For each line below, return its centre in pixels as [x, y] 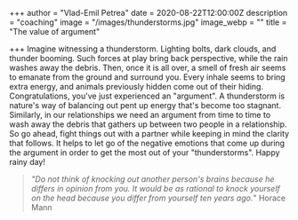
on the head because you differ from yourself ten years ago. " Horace [158, 198]
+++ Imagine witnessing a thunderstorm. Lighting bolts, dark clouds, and [143, 49]
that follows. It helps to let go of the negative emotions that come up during [147, 143]
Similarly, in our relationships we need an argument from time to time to [140, 115]
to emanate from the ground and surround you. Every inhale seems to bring [148, 77]
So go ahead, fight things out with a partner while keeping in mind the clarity [149, 134]
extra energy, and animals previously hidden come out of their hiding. [137, 86]
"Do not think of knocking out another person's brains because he [153, 179]
